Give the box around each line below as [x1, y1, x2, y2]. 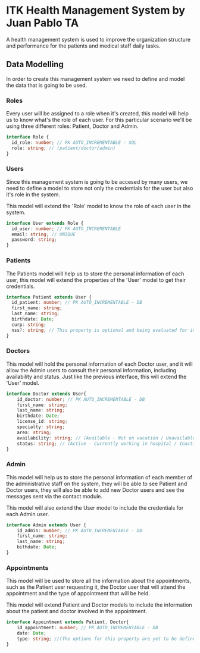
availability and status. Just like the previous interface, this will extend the [6, 373, 187, 380]
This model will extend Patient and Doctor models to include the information [6, 601, 192, 608]
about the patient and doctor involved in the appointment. [6, 608, 148, 615]
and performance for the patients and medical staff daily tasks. [6, 42, 161, 49]
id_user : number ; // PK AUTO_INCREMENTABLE [11, 225, 121, 232]
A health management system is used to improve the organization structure [6, 36, 191, 43]
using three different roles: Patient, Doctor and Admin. [6, 123, 139, 130]
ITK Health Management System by [6, 4, 186, 17]
